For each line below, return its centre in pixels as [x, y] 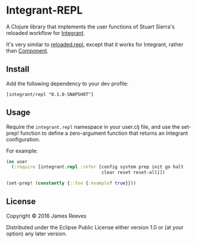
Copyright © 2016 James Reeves [46, 216]
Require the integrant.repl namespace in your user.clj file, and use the [93, 127]
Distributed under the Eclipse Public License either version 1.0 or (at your [95, 227]
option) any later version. [36, 234]
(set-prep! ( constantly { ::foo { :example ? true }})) [71, 183]
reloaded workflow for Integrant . [46, 33]
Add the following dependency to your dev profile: [67, 83]
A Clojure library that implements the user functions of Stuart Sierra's [91, 27]
